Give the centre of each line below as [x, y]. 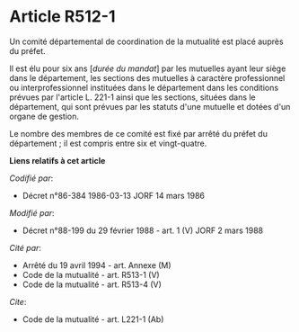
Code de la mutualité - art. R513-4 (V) [92, 284]
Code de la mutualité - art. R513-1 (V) [91, 274]
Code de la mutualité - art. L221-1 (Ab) [93, 319]
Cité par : [26, 247]
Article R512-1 [62, 17]
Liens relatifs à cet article [57, 160]
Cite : [18, 301]
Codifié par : [31, 178]
